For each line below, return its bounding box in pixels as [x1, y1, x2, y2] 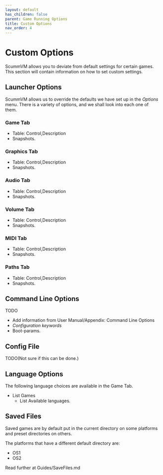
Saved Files [5, 412, 42, 420]
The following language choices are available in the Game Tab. [5, 383, 133, 389]
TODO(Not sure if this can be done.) [5, 356, 79, 361]
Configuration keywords [12, 323, 62, 329]
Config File [5, 342, 40, 351]
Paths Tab [5, 264, 30, 271]
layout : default [5, 7, 39, 12]
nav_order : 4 [5, 26, 32, 31]
